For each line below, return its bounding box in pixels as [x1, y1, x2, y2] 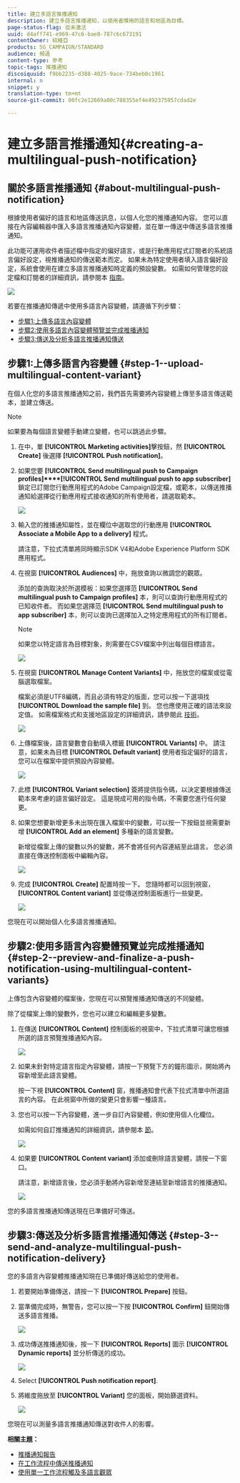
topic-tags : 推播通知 [7, 64, 68, 71]
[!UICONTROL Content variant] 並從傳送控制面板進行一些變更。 [17, 889, 207, 897]
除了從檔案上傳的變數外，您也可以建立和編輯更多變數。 [7, 1009, 170, 1018]
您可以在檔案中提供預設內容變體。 [17, 757, 119, 765]
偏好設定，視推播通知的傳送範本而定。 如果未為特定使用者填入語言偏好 [13, 255, 222, 264]
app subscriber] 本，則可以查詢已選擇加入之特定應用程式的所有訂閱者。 [17, 610, 231, 619]
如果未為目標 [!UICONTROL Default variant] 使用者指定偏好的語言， [30, 747, 231, 756]
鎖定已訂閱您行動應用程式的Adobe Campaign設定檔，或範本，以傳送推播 [17, 483, 232, 491]
